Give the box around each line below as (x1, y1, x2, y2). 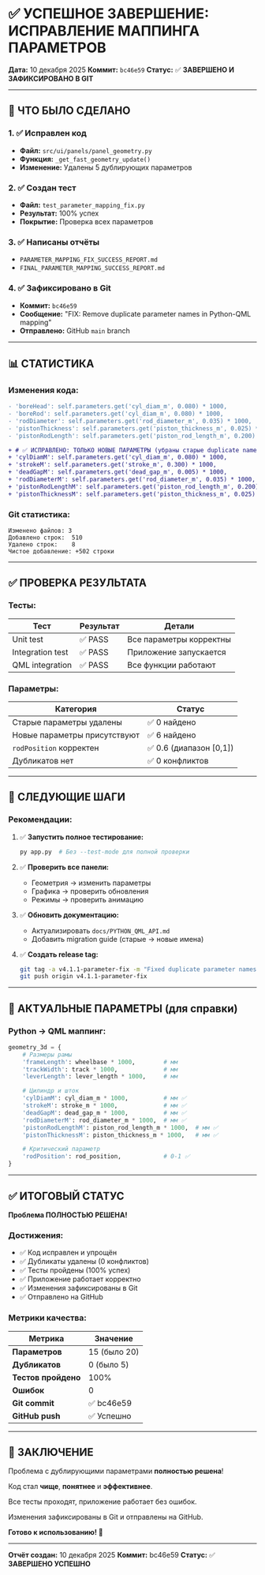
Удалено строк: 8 (8, 541, 77, 549)
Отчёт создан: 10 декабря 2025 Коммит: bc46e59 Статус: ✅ (8, 1551, 215, 1560)
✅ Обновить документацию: (19, 909, 120, 920)
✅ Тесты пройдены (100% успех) (19, 1266, 131, 1275)
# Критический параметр (22, 1146, 101, 1153)
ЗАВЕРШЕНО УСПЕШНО (8, 1559, 91, 1569)
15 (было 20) (88, 1346, 140, 1357)
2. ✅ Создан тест (8, 182, 77, 193)
